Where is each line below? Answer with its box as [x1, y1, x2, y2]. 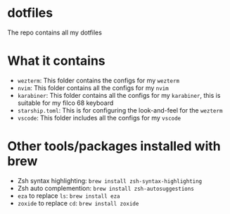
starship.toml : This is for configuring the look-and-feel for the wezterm [17, 106, 223, 114]
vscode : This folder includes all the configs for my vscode [17, 113, 181, 122]
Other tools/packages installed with [7, 139, 221, 154]
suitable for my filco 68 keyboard [17, 99, 114, 107]
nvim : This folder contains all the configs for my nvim [17, 83, 169, 92]
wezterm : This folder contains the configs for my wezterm [17, 76, 180, 84]
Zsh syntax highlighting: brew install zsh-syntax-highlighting [17, 176, 203, 184]
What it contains [7, 53, 106, 69]
